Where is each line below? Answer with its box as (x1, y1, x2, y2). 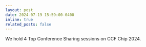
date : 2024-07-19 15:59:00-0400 (5, 12, 74, 17)
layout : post (5, 7, 33, 13)
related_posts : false (5, 21, 52, 27)
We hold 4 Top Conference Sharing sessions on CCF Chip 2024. (5, 36, 141, 42)
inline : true (5, 17, 33, 22)
